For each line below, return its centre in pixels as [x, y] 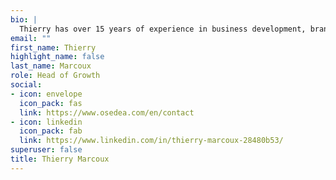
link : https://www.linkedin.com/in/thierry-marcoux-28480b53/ [151, 141]
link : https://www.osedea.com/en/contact [107, 112]
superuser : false [46, 150]
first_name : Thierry [53, 47]
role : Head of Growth [55, 76]
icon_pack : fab [51, 131]
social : [26, 85]
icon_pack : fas [51, 103]
